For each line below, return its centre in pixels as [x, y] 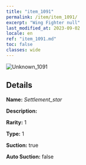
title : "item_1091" [30, 11]
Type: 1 [15, 134]
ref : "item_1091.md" [32, 39]
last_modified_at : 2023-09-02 [43, 28]
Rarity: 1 [16, 122]
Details [19, 85]
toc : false [19, 45]
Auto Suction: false [30, 156]
